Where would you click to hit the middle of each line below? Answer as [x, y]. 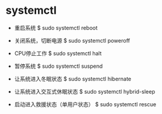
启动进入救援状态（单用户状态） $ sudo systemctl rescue [85, 104]
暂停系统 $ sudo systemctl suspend [58, 66]
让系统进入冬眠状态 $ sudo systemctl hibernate [73, 79]
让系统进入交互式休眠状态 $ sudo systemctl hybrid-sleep [85, 91]
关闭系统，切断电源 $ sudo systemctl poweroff [72, 40]
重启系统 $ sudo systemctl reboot [56, 28]
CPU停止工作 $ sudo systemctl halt [58, 53]
